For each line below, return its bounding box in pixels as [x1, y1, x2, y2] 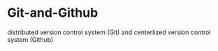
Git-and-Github [7, 5, 99, 21]
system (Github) [7, 35, 54, 43]
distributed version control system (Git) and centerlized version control [7, 28, 211, 36]
